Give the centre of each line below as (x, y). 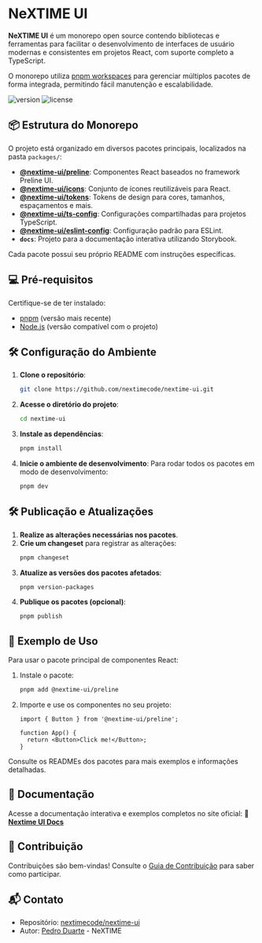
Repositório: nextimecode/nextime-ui (79, 923)
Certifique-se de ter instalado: (57, 303)
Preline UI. (36, 180)
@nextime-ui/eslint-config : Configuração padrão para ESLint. (122, 230)
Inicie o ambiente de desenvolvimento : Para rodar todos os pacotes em (137, 463)
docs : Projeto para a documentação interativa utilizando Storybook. (128, 239)
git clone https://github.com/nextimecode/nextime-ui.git (116, 390)
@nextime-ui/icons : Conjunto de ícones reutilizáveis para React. (125, 188)
